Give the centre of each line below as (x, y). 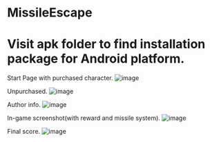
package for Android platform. (96, 59)
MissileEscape (50, 13)
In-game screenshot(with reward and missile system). (84, 118)
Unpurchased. (27, 92)
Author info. (24, 105)
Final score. (24, 132)
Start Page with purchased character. (60, 78)
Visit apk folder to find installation (106, 44)
